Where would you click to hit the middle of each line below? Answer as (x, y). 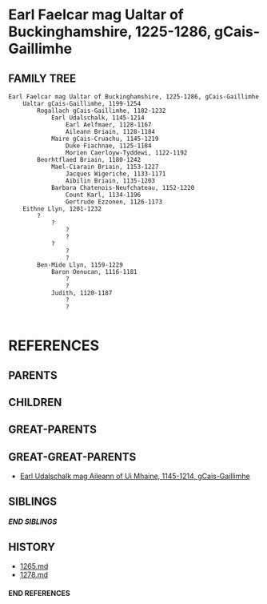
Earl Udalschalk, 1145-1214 (98, 118)
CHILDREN (35, 402)
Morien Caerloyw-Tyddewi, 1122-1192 (126, 153)
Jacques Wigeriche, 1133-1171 (116, 174)
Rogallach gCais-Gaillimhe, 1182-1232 (102, 111)
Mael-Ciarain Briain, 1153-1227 (105, 167)
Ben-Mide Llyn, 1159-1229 (80, 265)
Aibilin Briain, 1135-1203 (110, 181)
